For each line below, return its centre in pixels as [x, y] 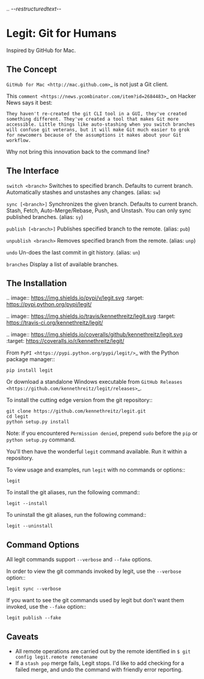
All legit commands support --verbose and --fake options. [79, 559]
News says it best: [30, 102]
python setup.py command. [41, 440]
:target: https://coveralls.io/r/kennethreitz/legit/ [65, 341]
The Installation [37, 283]
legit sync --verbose [34, 589]
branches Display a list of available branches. [63, 264]
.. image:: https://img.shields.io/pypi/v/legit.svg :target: [75, 298]
